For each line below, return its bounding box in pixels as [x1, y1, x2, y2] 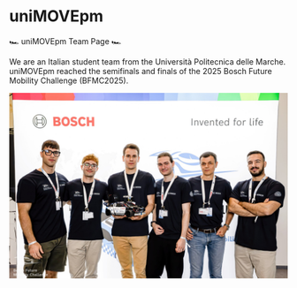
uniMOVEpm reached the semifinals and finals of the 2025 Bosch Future [9, 65, 272, 76]
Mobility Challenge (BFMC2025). [9, 75, 129, 86]
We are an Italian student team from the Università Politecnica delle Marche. [9, 56, 286, 67]
